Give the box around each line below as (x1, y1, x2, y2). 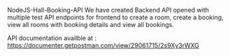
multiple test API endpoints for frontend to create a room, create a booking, (7, 13, 224, 21)
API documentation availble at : (7, 34, 96, 42)
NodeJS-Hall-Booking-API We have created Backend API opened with (7, 6, 210, 14)
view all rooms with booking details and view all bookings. (7, 21, 175, 28)
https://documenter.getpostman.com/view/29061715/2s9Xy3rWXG (7, 41, 199, 49)
